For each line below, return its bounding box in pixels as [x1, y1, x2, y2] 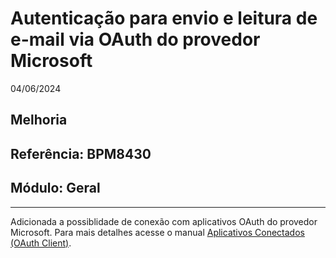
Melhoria [10, 112, 68, 129]
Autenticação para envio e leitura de [10, 7, 318, 30]
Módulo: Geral [10, 180, 101, 197]
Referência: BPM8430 [10, 145, 152, 162]
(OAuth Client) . [10, 237, 72, 249]
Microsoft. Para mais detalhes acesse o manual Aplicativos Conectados [10, 226, 305, 238]
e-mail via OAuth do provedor [10, 28, 261, 51]
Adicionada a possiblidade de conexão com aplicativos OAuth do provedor [10, 215, 318, 227]
